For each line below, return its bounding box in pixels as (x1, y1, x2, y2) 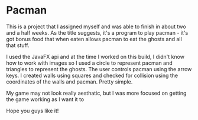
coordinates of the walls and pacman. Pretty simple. (6, 78, 133, 85)
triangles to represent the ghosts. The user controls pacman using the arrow (6, 65, 192, 72)
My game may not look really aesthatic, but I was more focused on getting (6, 89, 187, 96)
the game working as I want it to (6, 95, 85, 103)
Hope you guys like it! (6, 107, 59, 114)
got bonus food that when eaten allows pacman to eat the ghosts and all (6, 35, 182, 42)
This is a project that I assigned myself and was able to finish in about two (6, 23, 186, 30)
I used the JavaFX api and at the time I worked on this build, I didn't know (6, 53, 185, 60)
